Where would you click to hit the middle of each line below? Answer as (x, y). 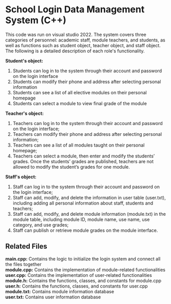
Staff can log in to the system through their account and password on (86, 187)
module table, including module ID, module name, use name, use (81, 219)
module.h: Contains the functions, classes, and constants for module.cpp (83, 280)
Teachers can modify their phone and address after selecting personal (87, 134)
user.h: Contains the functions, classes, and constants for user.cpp (77, 286)
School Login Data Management (75, 9)
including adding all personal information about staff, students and (83, 203)
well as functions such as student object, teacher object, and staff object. (83, 45)
